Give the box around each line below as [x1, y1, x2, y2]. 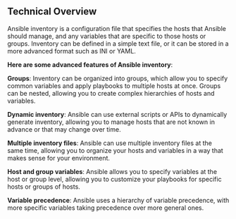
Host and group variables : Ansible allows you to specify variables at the [7, 167, 217, 175]
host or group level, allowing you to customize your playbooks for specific [7, 175, 222, 183]
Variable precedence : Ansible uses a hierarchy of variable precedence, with [7, 196, 230, 204]
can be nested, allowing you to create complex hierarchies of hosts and [7, 89, 215, 97]
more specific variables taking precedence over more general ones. [7, 204, 204, 212]
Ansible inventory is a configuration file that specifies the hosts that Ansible [7, 24, 227, 32]
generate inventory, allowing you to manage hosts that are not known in [7, 118, 215, 126]
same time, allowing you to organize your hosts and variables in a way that [7, 146, 223, 154]
